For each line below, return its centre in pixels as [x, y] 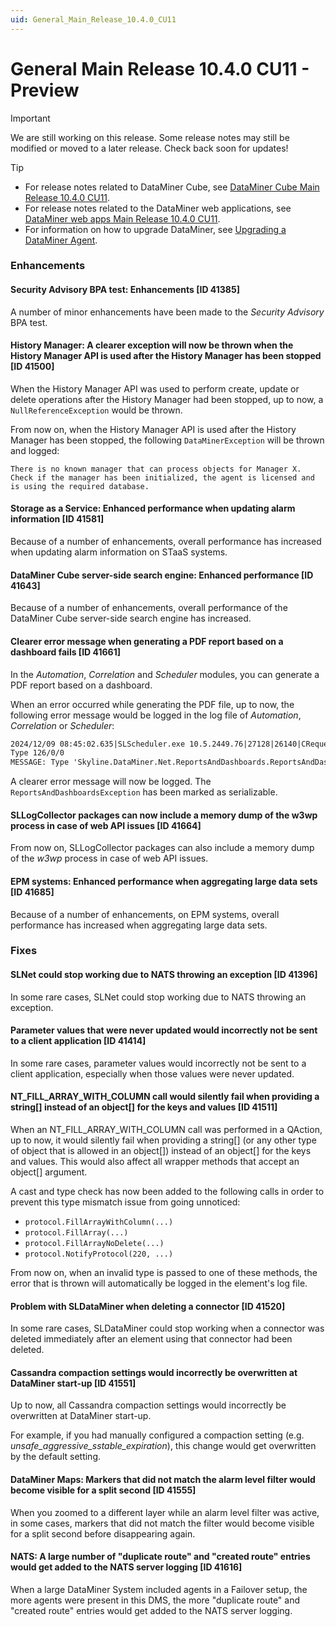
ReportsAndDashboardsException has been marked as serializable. [144, 792]
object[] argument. [49, 1172]
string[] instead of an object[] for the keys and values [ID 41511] [144, 1107]
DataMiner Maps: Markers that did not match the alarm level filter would [163, 1480]
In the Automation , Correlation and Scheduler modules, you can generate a [165, 674]
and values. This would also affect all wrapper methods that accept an [155, 1162]
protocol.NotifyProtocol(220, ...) [99, 1254]
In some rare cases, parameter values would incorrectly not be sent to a [158, 1063]
